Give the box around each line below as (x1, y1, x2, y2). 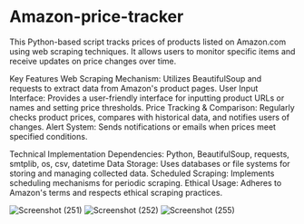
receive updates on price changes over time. (9, 55, 177, 66)
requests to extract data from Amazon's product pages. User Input (9, 83, 259, 93)
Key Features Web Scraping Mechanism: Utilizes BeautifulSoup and (9, 73, 262, 83)
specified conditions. (9, 131, 88, 141)
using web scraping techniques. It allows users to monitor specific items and (9, 45, 296, 56)
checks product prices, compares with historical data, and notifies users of (9, 112, 290, 122)
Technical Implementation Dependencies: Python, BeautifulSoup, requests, (9, 148, 290, 160)
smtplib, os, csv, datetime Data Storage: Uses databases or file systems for (9, 158, 290, 169)
